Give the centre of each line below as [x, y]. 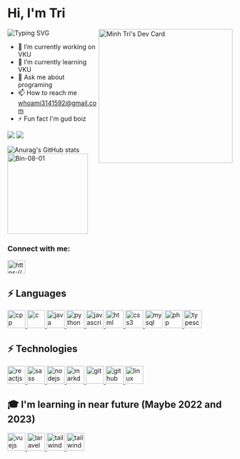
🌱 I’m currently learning [52, 61]
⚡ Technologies [42, 349]
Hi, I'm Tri [36, 13]
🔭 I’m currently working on [56, 46]
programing [35, 84]
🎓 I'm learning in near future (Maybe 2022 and [115, 405]
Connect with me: [39, 248]
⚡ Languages [37, 293]
